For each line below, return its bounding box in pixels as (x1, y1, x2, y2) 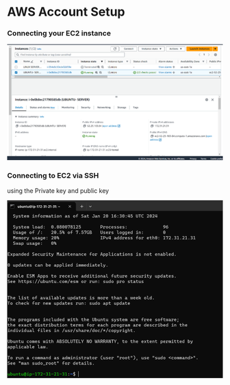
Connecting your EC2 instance (7, 29, 112, 38)
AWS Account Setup (7, 4, 125, 20)
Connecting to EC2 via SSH (7, 171, 99, 181)
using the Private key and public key (7, 186, 110, 195)
